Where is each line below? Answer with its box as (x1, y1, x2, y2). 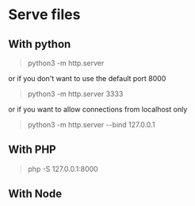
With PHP (8, 143, 57, 157)
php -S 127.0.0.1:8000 (27, 164, 98, 173)
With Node (8, 187, 62, 200)
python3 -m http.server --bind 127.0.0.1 (27, 120, 155, 129)
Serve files (8, 6, 81, 24)
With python (8, 37, 71, 51)
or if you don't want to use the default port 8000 (8, 74, 166, 83)
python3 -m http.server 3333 (27, 89, 124, 99)
